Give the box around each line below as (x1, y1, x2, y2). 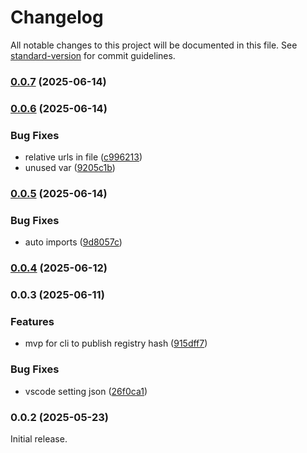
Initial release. (10, 433, 68, 445)
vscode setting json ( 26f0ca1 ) (24, 385, 148, 397)
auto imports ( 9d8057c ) (24, 236, 123, 248)
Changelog (10, 6, 104, 29)
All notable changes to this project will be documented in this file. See (10, 39, 298, 51)
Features (10, 315, 55, 329)
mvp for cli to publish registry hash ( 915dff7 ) (24, 337, 208, 350)
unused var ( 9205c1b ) (24, 162, 116, 174)
